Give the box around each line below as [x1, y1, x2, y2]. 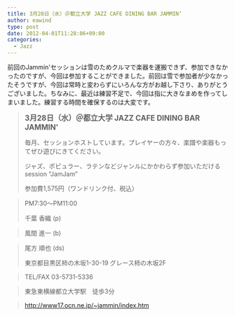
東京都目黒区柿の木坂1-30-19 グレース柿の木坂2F [24, 259, 167, 267]
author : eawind [7, 17, 52, 24]
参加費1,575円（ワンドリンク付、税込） [24, 184, 138, 193]
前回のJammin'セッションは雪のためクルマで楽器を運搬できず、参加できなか [7, 63, 228, 71]
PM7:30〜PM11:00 [24, 199, 78, 207]
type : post [7, 23, 39, 30]
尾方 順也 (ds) [24, 244, 65, 252]
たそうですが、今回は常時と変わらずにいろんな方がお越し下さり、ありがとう [7, 81, 228, 88]
